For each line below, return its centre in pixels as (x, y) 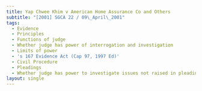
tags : (13, 23)
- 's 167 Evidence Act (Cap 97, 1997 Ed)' (66, 56)
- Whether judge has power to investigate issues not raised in (94, 73)
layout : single (25, 78)
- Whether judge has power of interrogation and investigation (92, 45)
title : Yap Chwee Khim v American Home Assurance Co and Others (88, 12)
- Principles (28, 34)
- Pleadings (27, 67)
